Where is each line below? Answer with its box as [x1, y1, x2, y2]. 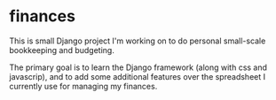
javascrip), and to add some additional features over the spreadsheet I [9, 71, 266, 81]
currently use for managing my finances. [9, 81, 158, 91]
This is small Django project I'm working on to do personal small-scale [9, 35, 266, 46]
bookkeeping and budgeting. [9, 44, 115, 55]
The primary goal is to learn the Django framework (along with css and [9, 62, 268, 73]
